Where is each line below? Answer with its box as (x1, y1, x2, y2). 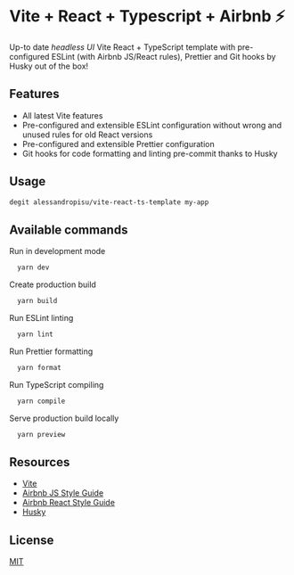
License (9, 532, 54, 547)
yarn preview (17, 430, 66, 439)
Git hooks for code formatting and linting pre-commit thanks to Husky (21, 148, 278, 159)
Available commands (9, 222, 128, 237)
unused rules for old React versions (21, 129, 153, 140)
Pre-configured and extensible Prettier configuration (21, 138, 216, 149)
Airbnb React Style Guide (21, 497, 116, 508)
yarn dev (17, 263, 50, 272)
